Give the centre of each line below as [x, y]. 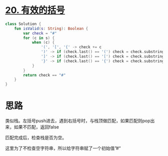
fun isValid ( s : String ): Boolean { [51, 28]
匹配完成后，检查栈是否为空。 [36, 137]
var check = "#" [40, 33]
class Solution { [23, 24]
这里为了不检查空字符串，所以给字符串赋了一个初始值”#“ [63, 148]
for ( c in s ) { [39, 38]
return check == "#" [44, 75]
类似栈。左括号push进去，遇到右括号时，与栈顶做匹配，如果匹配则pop [78, 121]
